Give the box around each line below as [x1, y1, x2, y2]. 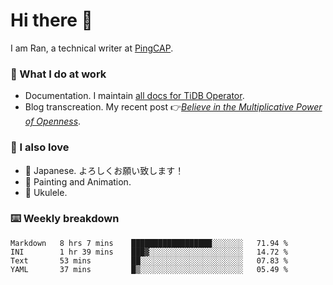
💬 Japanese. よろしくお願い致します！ [24, 164, 185, 176]
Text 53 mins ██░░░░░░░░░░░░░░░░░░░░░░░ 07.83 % [10, 255, 288, 266]
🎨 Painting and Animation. [24, 175, 132, 188]
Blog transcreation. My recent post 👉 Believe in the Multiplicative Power [24, 101, 323, 113]
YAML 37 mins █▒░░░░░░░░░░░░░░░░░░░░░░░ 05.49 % [10, 264, 288, 274]
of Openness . [24, 115, 82, 128]
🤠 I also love [10, 140, 70, 154]
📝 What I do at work [10, 67, 107, 81]
